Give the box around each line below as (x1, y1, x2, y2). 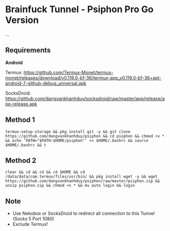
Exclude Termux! (12, 221, 48, 227)
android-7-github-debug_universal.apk (5, 80, 87, 86)
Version (5, 14, 39, 26)
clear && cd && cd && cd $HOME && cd (5, 169, 85, 175)
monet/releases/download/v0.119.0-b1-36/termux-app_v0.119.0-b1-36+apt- (5, 75, 161, 81)
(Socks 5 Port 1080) (12, 216, 54, 222)
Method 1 (5, 115, 36, 124)
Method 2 (5, 156, 37, 165)
